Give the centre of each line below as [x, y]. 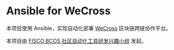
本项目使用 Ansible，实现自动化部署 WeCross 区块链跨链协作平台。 [89, 28]
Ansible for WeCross [59, 11]
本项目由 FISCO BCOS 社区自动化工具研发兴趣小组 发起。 [77, 40]
